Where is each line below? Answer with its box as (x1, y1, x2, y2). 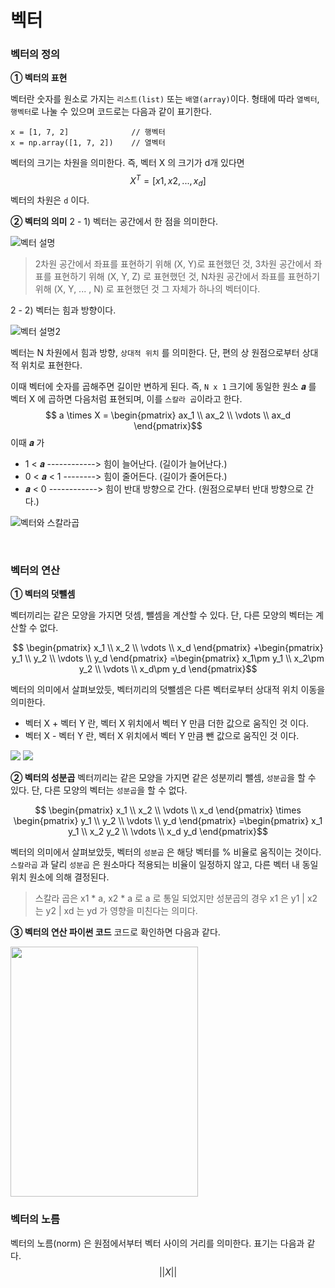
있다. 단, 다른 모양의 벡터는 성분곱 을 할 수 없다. (10, 784, 188, 796)
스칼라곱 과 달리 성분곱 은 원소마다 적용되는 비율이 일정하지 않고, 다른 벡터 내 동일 (10, 859, 319, 871)
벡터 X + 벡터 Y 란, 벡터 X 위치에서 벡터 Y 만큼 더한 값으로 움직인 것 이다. (24, 717, 310, 730)
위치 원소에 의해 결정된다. (10, 871, 110, 883)
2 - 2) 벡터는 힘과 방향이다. (10, 304, 117, 316)
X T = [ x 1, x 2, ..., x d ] (129, 173, 207, 189)
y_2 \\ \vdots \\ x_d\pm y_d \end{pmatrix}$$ (78, 663, 258, 675)
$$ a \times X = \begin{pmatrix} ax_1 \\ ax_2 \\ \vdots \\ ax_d (44, 409, 292, 421)
